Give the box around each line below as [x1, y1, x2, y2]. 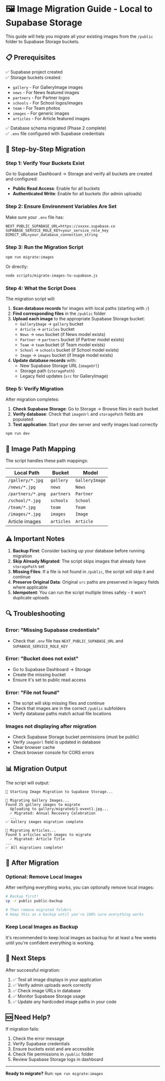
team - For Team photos [12, 105, 60, 111]
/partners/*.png [8, 491, 46, 497]
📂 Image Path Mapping [5, 444, 76, 453]
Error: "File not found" [5, 689, 60, 696]
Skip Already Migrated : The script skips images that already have [12, 558, 146, 564]
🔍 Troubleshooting [5, 610, 65, 618]
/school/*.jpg [8, 498, 41, 504]
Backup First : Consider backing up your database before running [12, 547, 145, 554]
